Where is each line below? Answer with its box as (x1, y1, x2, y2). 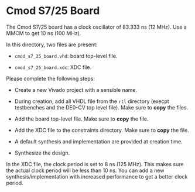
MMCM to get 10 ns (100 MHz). (6, 29, 81, 36)
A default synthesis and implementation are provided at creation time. (14, 138, 183, 145)
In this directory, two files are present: (6, 41, 98, 48)
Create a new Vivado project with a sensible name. (14, 86, 138, 93)
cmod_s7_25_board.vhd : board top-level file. (14, 52, 118, 59)
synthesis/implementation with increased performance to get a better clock (6, 173, 188, 180)
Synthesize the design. (14, 149, 70, 156)
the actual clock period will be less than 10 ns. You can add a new (6, 167, 165, 174)
